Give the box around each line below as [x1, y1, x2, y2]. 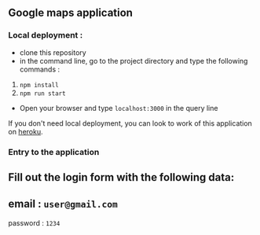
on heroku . [8, 127, 43, 136]
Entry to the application [8, 146, 100, 157]
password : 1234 [8, 218, 60, 227]
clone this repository [19, 47, 86, 57]
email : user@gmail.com [8, 197, 118, 211]
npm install [19, 81, 59, 89]
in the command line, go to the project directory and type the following [19, 56, 248, 65]
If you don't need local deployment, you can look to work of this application [8, 118, 253, 128]
